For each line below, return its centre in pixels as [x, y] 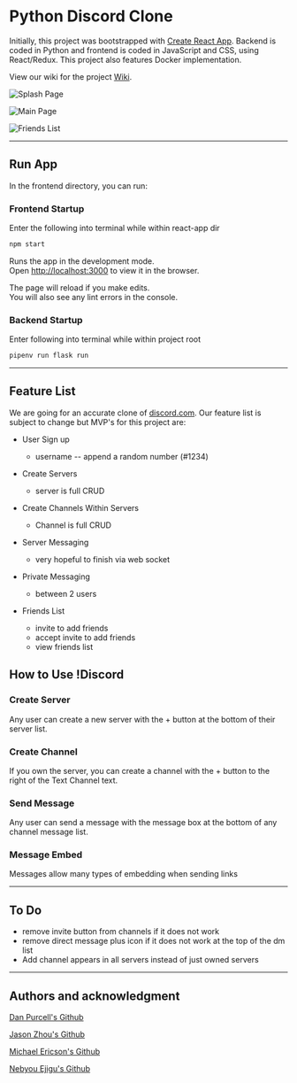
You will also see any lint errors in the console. [94, 297]
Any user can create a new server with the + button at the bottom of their [142, 719]
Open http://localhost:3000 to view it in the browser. [104, 270]
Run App [34, 164]
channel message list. [49, 832]
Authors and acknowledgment [95, 996]
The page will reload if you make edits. [80, 287]
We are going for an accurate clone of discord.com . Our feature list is [135, 413]
